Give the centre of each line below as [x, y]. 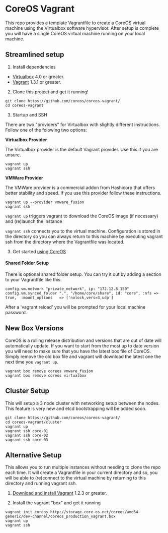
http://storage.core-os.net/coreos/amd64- [95, 512]
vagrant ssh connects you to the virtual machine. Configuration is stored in [83, 231]
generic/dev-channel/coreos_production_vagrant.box [60, 517]
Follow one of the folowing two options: [46, 130]
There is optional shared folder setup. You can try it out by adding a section [83, 274]
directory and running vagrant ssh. [41, 483]
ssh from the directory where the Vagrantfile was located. [65, 242]
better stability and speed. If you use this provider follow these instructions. [83, 193]
